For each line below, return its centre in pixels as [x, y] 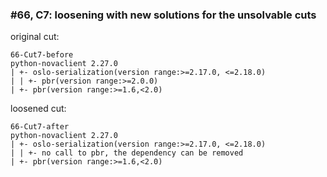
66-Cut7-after [40, 127]
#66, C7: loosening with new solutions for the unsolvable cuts [163, 15]
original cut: [35, 37]
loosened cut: [38, 109]
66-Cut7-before [42, 55]
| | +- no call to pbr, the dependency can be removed [127, 153]
